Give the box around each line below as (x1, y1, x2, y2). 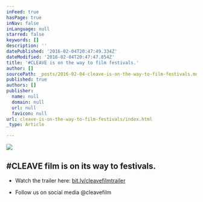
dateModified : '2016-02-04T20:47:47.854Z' (6, 54, 115, 60)
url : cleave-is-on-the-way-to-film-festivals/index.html (6, 116, 153, 122)
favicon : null (11, 110, 47, 116)
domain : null (11, 99, 45, 105)
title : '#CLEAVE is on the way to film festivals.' (6, 59, 139, 66)
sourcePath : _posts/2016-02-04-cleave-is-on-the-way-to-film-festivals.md (6, 71, 199, 77)
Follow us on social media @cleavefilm (14, 189, 112, 196)
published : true (6, 76, 47, 82)
